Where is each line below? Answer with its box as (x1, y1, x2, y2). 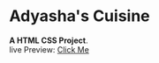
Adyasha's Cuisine (9, 6, 150, 26)
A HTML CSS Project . (9, 35, 88, 45)
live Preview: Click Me (9, 44, 90, 54)
